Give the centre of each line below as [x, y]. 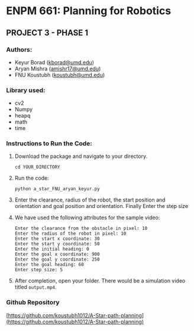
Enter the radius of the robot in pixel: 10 [70, 234]
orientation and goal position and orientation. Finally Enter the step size [101, 206]
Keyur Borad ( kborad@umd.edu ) [54, 62]
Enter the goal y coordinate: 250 [57, 259]
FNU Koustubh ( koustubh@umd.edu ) [60, 74]
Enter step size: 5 [39, 270]
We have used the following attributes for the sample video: [87, 218]
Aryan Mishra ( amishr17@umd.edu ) [58, 69]
